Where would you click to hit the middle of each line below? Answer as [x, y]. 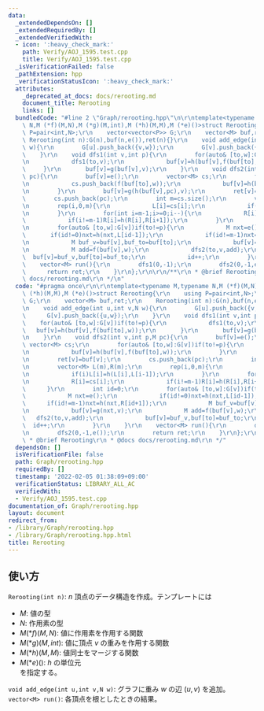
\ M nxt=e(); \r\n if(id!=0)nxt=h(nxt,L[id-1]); [140, 396]
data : [17, 15]
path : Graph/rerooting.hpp [59, 462]
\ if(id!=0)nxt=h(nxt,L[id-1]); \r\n [93, 235]
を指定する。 [40, 672]
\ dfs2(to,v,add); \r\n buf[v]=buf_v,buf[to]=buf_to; [133, 418]
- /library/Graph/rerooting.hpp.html [70, 535]
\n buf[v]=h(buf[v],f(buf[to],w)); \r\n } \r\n [130, 352]
